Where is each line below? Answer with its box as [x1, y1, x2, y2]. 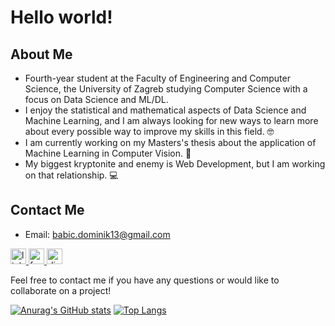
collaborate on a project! [10, 284, 112, 296]
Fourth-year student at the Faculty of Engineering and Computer [24, 72, 291, 84]
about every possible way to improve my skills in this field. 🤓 [24, 126, 275, 137]
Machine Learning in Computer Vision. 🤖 [24, 147, 192, 159]
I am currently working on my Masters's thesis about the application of [24, 137, 317, 148]
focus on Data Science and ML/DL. [24, 94, 169, 105]
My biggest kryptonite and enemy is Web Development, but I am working [24, 158, 326, 170]
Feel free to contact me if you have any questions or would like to [10, 274, 280, 286]
